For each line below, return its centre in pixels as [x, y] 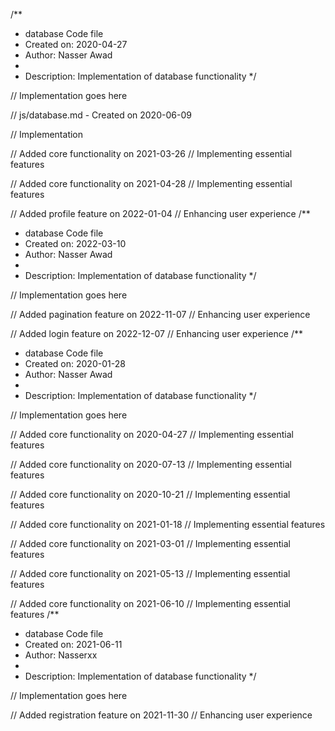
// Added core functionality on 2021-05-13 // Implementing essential [150, 573]
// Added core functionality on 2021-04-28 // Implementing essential [151, 183]
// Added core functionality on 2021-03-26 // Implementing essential [151, 153]
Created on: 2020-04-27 [76, 44]
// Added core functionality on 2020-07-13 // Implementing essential [151, 464]
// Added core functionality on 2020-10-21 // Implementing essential [150, 494]
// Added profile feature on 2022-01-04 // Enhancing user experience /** [160, 213]
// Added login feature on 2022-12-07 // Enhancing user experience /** [156, 333]
